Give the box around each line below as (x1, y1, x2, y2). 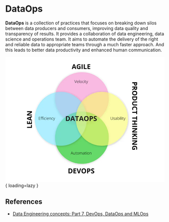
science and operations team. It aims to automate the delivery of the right (5, 36, 158, 42)
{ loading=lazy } (5, 182, 39, 188)
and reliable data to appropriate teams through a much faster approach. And (5, 41, 164, 47)
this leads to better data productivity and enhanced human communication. (5, 47, 162, 53)
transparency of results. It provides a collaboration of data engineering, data (5, 30, 164, 37)
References (5, 197, 43, 206)
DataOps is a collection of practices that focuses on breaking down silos (5, 20, 157, 26)
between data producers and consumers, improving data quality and (5, 25, 148, 31)
